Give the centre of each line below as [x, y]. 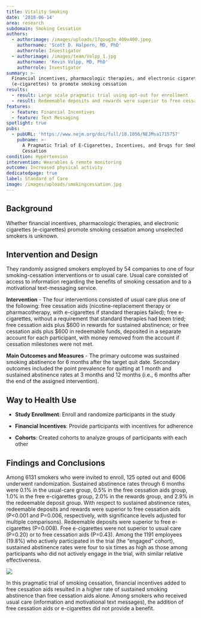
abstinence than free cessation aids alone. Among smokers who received [97, 596]
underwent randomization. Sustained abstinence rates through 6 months [96, 484]
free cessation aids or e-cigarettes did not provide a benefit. [80, 608]
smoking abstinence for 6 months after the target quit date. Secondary [93, 362]
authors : [17, 34]
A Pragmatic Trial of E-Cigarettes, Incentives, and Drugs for [103, 145]
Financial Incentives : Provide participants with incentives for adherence [104, 426]
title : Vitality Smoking [37, 12]
